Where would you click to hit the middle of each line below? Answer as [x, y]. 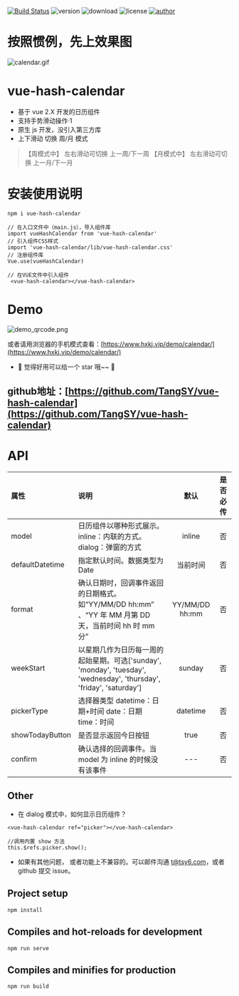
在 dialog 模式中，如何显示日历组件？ [72, 814]
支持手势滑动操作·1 [45, 121]
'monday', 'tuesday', [112, 670]
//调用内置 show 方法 [36, 841]
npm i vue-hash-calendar [44, 213]
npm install [25, 910]
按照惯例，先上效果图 [70, 42]
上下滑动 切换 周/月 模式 [53, 138]
